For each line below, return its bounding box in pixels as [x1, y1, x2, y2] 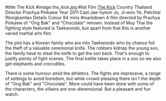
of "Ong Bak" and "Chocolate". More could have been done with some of [5, 81, 155, 87]
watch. [5, 91, 19, 97]
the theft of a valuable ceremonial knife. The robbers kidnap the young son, [5, 45, 160, 51]
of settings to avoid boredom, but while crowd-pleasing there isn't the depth [5, 76, 161, 81]
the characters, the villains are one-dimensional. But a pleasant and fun [5, 86, 151, 92]
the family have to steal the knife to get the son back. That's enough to [5, 50, 150, 56]
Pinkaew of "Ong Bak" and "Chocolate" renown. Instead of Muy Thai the [5, 20, 153, 26]
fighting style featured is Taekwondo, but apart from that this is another [5, 25, 151, 31]
